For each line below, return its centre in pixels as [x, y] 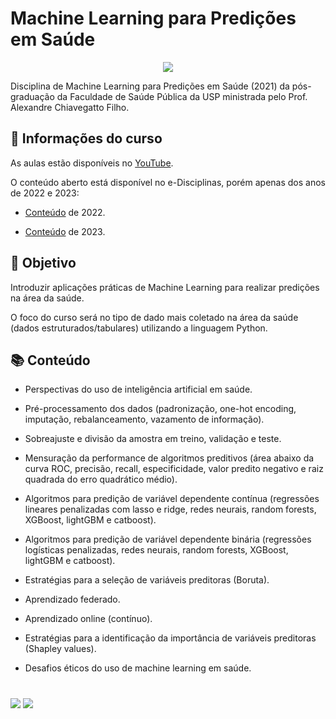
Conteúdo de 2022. [65, 212]
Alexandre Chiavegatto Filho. [70, 107]
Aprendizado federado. [72, 599]
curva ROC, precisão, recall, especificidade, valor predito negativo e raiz [174, 469]
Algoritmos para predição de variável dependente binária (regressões [168, 539]
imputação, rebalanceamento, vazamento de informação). [144, 419]
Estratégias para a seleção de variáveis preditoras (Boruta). [147, 580]
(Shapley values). [60, 649]
